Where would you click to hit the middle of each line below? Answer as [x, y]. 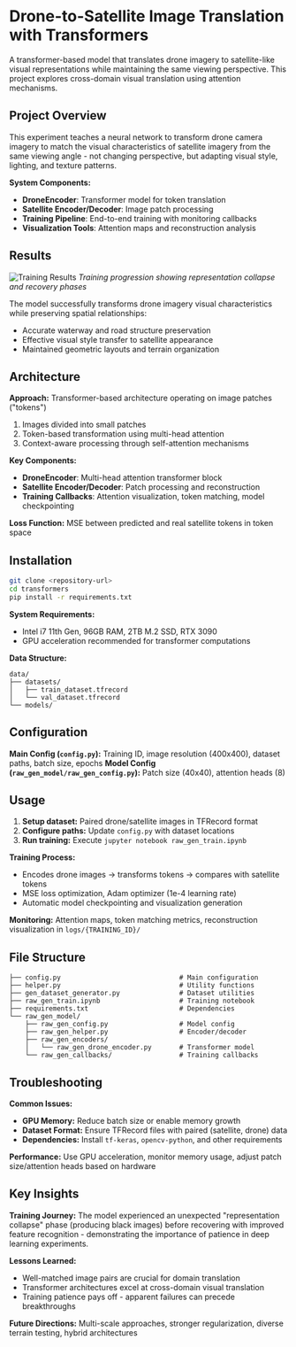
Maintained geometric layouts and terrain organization [121, 349]
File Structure [47, 957]
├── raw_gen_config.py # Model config [130, 1025]
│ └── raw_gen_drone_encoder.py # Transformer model [140, 1048]
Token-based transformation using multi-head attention [123, 434]
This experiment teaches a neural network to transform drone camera [136, 137]
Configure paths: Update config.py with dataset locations [128, 831]
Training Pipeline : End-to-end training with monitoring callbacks [140, 218]
